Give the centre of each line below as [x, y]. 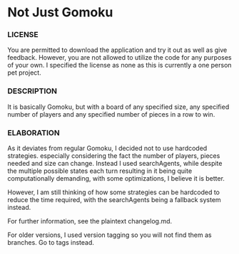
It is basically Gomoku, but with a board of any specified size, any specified [118, 107]
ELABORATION [34, 132]
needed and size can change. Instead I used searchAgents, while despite [115, 164]
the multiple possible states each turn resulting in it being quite [100, 171]
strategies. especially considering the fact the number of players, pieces [114, 156]
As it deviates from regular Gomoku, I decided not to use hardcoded [107, 148]
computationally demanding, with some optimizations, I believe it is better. [116, 179]
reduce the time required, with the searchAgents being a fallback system [114, 200]
